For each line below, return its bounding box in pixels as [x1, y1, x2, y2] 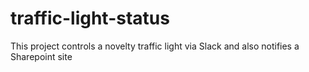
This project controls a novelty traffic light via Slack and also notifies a [10, 40, 300, 52]
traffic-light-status [10, 7, 170, 30]
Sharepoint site [10, 50, 73, 62]
